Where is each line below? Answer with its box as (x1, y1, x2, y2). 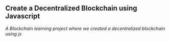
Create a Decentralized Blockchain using (5, 4, 137, 13)
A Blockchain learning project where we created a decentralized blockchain (5, 25, 165, 31)
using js (5, 30, 22, 37)
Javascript (5, 12, 40, 21)
